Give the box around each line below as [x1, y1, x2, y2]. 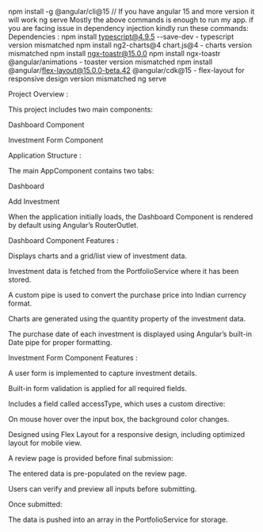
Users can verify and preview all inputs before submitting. [8, 484, 197, 493]
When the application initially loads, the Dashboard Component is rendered [8, 212, 253, 221]
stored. [8, 275, 32, 284]
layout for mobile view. [8, 439, 82, 447]
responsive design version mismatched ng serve [8, 74, 167, 83]
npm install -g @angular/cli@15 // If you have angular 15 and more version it [8, 7, 255, 16]
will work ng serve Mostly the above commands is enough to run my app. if [8, 15, 253, 25]
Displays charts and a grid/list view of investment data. [8, 251, 188, 260]
